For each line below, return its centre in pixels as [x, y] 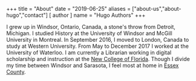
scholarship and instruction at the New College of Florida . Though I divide [98, 59]
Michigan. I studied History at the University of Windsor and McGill [89, 33]
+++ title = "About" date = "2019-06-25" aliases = [69, 9]
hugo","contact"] [27, 15]
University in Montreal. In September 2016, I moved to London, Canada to [98, 40]
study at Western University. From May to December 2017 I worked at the [98, 46]
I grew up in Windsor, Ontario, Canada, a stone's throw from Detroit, [91, 27]
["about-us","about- [157, 9]
